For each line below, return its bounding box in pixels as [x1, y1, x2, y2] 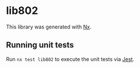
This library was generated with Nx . [6, 23, 92, 30]
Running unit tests [6, 40, 74, 50]
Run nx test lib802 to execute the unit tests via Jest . [6, 55, 135, 62]
